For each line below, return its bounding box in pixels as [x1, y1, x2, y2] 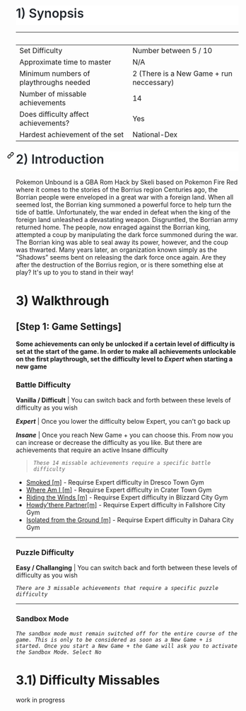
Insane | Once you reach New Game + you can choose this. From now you [16, 431, 233, 439]
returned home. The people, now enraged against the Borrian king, [16, 223, 211, 231]
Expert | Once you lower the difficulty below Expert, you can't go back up [16, 417, 231, 426]
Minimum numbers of [19, 69, 90, 79]
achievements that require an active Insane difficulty [16, 446, 169, 454]
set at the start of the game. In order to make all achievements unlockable [16, 347, 237, 355]
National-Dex [131, 129, 178, 139]
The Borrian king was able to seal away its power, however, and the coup [16, 238, 229, 246]
